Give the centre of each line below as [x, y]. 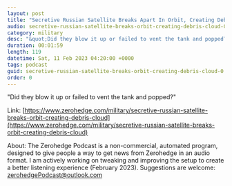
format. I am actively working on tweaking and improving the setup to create [116, 161]
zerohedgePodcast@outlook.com [55, 175]
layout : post [26, 13]
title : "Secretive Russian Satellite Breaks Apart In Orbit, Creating [111, 20]
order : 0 [20, 77]
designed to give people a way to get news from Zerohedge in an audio [109, 153]
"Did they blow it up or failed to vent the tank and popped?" [92, 97]
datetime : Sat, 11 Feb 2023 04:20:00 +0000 [71, 59]
